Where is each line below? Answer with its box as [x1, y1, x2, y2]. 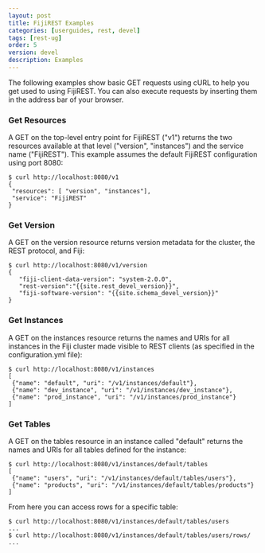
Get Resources [8, 115, 67, 126]
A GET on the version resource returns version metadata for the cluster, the [8, 238, 255, 247]
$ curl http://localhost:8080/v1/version [8, 262, 148, 270]
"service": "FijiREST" [11, 194, 88, 203]
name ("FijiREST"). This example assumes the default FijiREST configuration [8, 150, 258, 159]
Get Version [8, 220, 56, 231]
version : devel [8, 49, 59, 56]
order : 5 [8, 41, 37, 49]
